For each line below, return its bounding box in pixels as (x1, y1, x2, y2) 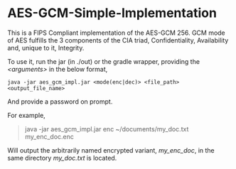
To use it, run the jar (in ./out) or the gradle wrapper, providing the (7, 57, 200, 65)
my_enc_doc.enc (24, 132, 75, 141)
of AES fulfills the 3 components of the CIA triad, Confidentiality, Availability (7, 36, 229, 44)
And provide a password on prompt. (7, 97, 113, 106)
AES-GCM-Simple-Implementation (7, 5, 217, 21)
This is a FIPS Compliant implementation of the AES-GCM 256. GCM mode (7, 28, 225, 37)
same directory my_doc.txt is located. (7, 153, 117, 162)
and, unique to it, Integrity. (7, 43, 85, 52)
